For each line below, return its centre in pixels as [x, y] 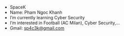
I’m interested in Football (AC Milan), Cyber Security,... [65, 23]
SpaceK [18, 7]
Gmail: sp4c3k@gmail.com [37, 28]
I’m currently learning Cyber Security [47, 18]
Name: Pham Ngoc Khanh [36, 12]
